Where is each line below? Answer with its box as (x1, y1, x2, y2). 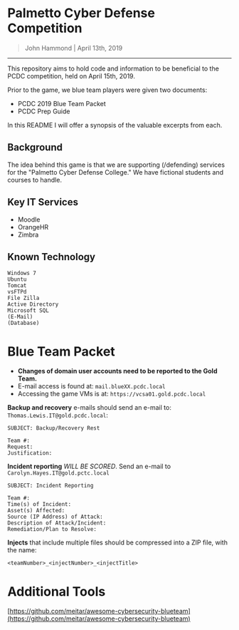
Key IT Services (7, 196, 78, 208)
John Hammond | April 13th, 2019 (24, 43, 123, 52)
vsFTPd (7, 289, 27, 296)
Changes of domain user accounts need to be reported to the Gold (17, 367, 218, 376)
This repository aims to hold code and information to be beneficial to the (7, 64, 219, 73)
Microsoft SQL (7, 307, 50, 314)
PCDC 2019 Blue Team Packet (17, 99, 107, 108)
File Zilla (7, 294, 40, 302)
